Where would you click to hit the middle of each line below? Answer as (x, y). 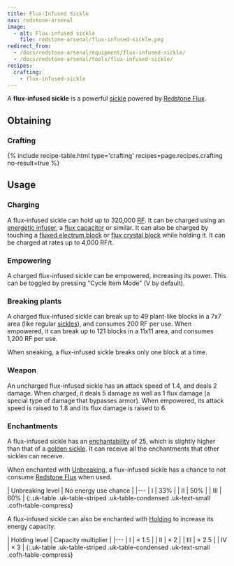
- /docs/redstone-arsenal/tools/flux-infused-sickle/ (93, 59)
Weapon (22, 370)
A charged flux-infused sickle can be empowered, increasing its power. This (117, 276)
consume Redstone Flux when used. (59, 477)
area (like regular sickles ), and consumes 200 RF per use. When (100, 324)
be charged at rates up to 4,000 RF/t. (60, 242)
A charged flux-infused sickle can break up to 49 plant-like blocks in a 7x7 (114, 317)
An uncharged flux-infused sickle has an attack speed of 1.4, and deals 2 (112, 386)
